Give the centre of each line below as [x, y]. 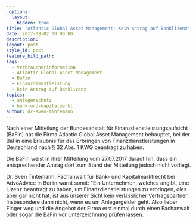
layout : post [22, 45]
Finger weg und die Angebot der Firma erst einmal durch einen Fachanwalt [98, 209]
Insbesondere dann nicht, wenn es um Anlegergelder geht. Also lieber [92, 202]
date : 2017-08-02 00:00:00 [40, 34]
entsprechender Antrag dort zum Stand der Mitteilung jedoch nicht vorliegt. [99, 165]
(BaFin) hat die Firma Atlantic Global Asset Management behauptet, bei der [98, 135]
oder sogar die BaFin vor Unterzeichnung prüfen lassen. [75, 214]
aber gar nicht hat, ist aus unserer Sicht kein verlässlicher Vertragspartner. [97, 196]
